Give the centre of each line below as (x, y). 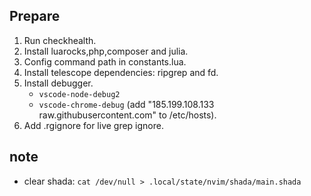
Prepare (35, 16)
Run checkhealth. (60, 40)
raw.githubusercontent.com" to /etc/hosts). (127, 115)
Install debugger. (58, 83)
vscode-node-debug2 (79, 94)
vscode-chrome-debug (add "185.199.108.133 (126, 104)
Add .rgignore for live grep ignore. (93, 125)
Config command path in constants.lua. (105, 61)
